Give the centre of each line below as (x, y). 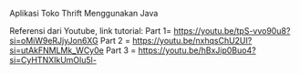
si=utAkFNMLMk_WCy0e (57, 50)
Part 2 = (115, 41)
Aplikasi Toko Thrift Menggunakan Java (84, 13)
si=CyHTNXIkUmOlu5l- (53, 60)
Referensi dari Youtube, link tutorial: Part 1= (91, 31)
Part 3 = (121, 50)
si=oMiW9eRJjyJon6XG (54, 41)
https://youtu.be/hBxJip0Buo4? (197, 50)
